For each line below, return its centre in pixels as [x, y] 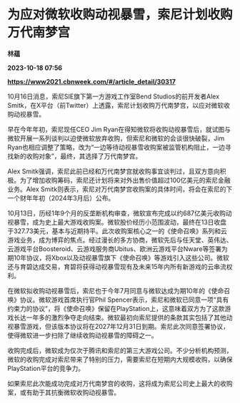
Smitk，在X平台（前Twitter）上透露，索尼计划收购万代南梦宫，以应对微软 [115, 105]
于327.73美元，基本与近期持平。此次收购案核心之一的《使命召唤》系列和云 [117, 231]
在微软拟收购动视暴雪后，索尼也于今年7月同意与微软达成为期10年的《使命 [116, 290]
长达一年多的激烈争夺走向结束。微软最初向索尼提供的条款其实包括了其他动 [123, 317]
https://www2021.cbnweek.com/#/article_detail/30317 [92, 81]
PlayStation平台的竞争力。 [46, 368]
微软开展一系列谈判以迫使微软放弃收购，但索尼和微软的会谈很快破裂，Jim [116, 138]
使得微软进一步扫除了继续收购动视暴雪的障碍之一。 [82, 335]
